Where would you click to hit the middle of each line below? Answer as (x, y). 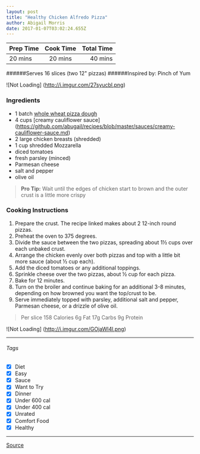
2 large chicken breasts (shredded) (58, 139)
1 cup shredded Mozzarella (48, 145)
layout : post (22, 12)
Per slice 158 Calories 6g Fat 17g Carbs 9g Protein (82, 317)
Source (15, 445)
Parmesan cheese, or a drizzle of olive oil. (66, 306)
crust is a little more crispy (53, 195)
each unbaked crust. (40, 249)
